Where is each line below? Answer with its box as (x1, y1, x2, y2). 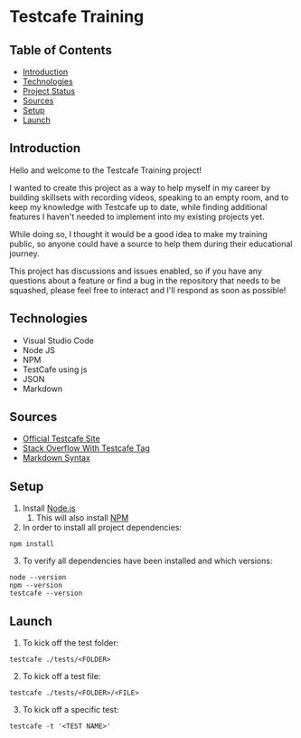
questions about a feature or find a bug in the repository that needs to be (9, 274, 281, 286)
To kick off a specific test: (22, 704, 119, 715)
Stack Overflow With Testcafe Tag (22, 443, 151, 454)
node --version (9, 573, 67, 582)
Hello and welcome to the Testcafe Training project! (9, 165, 202, 176)
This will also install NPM (35, 513, 129, 523)
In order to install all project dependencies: (22, 522, 183, 533)
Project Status (22, 86, 75, 96)
